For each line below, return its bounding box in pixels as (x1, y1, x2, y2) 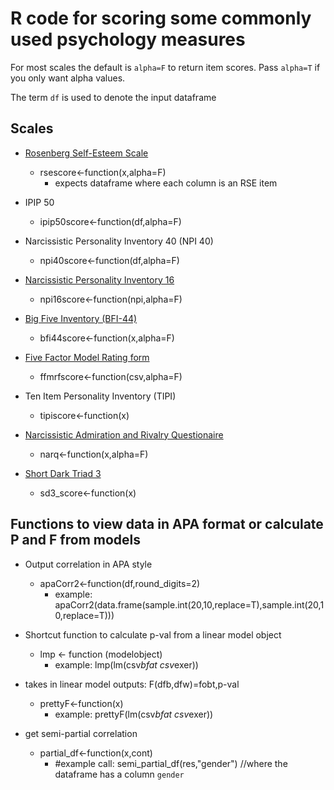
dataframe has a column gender (54, 768, 185, 780)
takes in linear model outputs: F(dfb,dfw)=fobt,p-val (24, 678, 240, 690)
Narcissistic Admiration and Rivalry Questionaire (24, 428, 224, 441)
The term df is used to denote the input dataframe (10, 91, 217, 103)
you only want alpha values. (10, 72, 126, 84)
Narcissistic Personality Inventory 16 (24, 273, 175, 286)
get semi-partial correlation (24, 727, 138, 739)
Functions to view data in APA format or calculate (10, 516, 324, 533)
